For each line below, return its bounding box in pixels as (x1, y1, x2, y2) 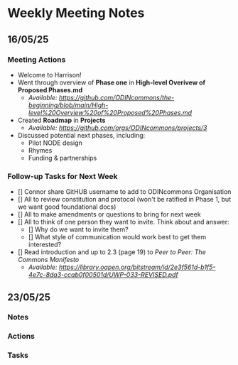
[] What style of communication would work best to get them (28, 233, 207, 241)
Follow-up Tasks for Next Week (7, 171, 119, 181)
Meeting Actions (7, 55, 66, 65)
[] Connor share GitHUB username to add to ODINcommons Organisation (17, 187, 232, 196)
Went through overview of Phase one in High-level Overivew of (17, 78, 206, 87)
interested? (28, 240, 62, 249)
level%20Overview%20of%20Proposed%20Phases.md (28, 108, 193, 116)
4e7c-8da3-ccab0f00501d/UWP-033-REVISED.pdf (28, 271, 179, 279)
